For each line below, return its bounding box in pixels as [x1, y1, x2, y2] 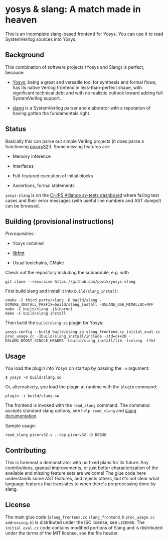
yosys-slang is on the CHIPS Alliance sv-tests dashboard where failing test [5, 192, 159, 198]
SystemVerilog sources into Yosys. [5, 36, 77, 42]
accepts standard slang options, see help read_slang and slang [5, 408, 137, 414]
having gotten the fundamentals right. [12, 110, 91, 116]
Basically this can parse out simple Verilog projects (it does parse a [5, 138, 144, 144]
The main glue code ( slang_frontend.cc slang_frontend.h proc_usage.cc [5, 514, 155, 520]
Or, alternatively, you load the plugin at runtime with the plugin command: [5, 384, 157, 390]
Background [5, 51, 44, 59]
